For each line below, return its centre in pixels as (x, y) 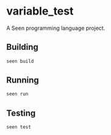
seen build (20, 61)
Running (23, 80)
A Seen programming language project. (56, 28)
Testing (21, 113)
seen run (17, 94)
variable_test (40, 11)
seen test (19, 127)
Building (22, 47)
